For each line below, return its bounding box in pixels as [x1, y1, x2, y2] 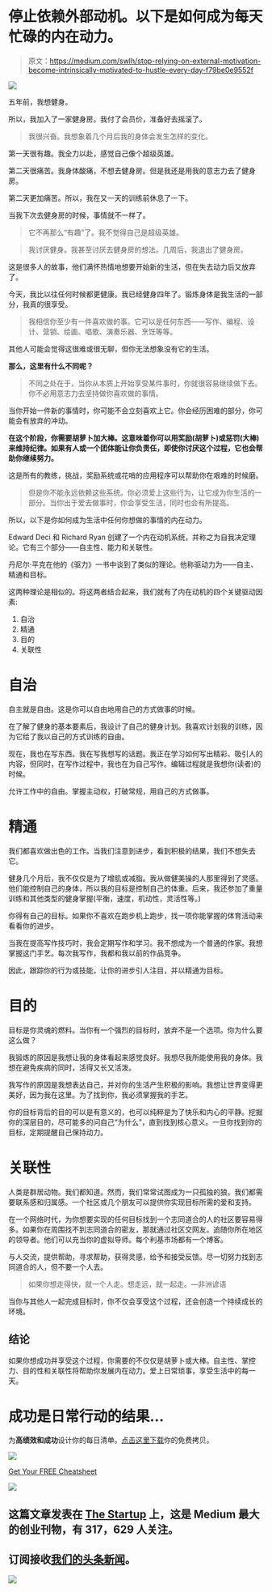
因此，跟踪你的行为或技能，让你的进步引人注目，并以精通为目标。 [8, 965, 228, 975]
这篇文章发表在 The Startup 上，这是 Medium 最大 [8, 1507, 260, 1521]
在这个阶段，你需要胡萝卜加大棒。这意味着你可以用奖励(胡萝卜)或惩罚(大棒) [8, 432, 260, 442]
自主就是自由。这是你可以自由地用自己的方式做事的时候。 [8, 704, 199, 713]
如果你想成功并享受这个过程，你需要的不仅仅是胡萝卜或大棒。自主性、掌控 [8, 1356, 256, 1365]
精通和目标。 [8, 569, 51, 579]
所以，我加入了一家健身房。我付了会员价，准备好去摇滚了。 [8, 114, 207, 124]
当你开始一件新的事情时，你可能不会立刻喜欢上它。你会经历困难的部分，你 [8, 406, 256, 415]
